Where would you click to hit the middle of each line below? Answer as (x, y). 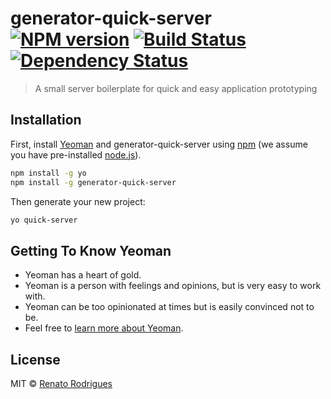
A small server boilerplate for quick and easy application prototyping (176, 88)
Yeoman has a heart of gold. (83, 275)
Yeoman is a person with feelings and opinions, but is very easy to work (173, 286)
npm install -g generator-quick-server (93, 182)
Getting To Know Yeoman (91, 250)
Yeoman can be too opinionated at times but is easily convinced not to (169, 307)
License (35, 359)
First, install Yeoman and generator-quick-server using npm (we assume (159, 144)
